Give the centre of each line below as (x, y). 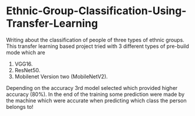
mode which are (26, 52)
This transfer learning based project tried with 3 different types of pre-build (98, 46)
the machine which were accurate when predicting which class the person (96, 100)
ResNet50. (27, 70)
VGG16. (24, 64)
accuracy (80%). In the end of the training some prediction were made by (95, 94)
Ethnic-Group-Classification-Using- (96, 11)
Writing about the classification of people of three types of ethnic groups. (95, 40)
